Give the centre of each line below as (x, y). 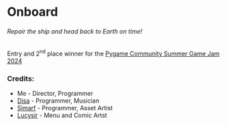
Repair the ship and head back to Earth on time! (75, 31)
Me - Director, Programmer (55, 94)
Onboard (32, 12)
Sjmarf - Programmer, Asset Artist (65, 108)
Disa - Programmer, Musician (58, 101)
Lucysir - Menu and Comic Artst (62, 115)
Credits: (21, 78)
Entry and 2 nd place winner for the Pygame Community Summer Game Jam (113, 53)
